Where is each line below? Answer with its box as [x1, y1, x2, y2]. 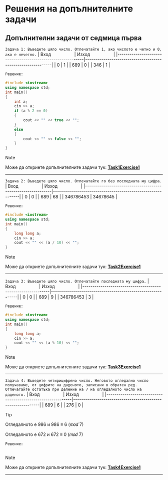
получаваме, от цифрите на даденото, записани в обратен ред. [5, 383, 137, 388]
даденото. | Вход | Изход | [5, 391, 104, 397]
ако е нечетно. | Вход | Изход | [5, 51, 115, 57]
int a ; [14, 99, 28, 104]
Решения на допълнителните [5, 3, 133, 15]
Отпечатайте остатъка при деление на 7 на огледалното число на [5, 387, 142, 392]
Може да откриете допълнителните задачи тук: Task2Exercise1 [5, 264, 141, 270]
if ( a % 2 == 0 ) [14, 108, 48, 113]
